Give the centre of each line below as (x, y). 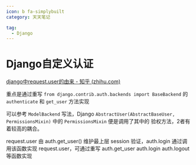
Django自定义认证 (50, 64)
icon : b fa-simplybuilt (35, 11)
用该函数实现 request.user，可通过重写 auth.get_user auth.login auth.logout (98, 148)
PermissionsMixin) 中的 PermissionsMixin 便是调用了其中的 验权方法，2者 (96, 121)
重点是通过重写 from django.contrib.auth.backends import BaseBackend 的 (97, 94)
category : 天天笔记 (28, 17)
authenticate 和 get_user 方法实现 (48, 101)
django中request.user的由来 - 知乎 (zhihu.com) (63, 82)
